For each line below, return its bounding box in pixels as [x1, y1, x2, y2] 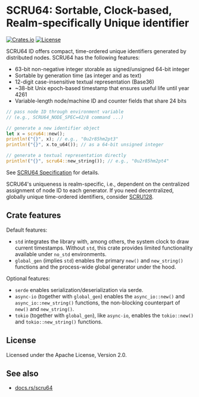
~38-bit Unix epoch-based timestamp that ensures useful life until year [14, 84, 189, 91]
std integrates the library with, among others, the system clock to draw [14, 238, 189, 245]
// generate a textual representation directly [6, 153, 127, 159]
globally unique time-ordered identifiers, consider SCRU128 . [6, 193, 154, 200]
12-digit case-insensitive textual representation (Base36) [14, 78, 155, 85]
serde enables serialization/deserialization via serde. [14, 286, 144, 293]
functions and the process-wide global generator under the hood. [14, 263, 176, 270]
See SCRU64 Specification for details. [6, 168, 99, 176]
